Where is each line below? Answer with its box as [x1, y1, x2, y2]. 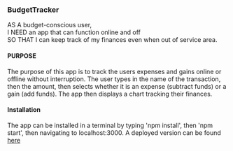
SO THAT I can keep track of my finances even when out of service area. [7, 36, 218, 44]
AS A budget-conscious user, [7, 21, 92, 29]
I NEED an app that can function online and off [7, 28, 141, 36]
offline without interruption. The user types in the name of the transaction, [7, 75, 221, 83]
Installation [7, 106, 41, 114]
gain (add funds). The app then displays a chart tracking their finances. [7, 89, 213, 98]
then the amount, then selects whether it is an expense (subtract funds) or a [7, 82, 227, 90]
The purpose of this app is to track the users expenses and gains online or [7, 67, 222, 75]
